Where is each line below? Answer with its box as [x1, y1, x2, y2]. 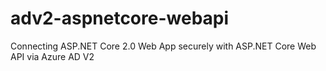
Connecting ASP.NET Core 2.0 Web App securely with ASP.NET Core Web [10, 40, 317, 52]
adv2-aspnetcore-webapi [10, 7, 230, 30]
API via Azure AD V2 [10, 50, 95, 62]
